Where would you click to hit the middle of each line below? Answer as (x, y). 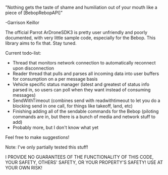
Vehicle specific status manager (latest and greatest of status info (81, 84)
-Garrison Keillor (22, 23)
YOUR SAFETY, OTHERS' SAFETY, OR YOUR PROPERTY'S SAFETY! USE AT (84, 162)
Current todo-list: (23, 53)
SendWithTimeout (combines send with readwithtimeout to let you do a (86, 100)
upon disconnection (33, 68)
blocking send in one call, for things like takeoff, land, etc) (72, 106)
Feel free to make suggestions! (37, 137)
